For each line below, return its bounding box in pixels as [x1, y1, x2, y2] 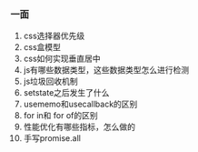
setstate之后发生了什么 [23, 87, 110, 98]
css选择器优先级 [23, 30, 85, 42]
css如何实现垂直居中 [23, 53, 101, 65]
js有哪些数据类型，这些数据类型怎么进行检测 [23, 65, 190, 76]
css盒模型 [23, 42, 62, 53]
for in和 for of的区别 [23, 110, 98, 121]
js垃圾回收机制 [23, 76, 78, 87]
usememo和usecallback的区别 [23, 98, 138, 110]
